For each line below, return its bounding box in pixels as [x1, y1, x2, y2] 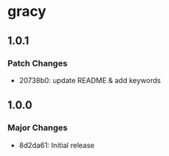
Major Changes [7, 122, 68, 133]
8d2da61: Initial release [18, 140, 95, 150]
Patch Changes [7, 58, 68, 69]
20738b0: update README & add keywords [18, 75, 161, 85]
